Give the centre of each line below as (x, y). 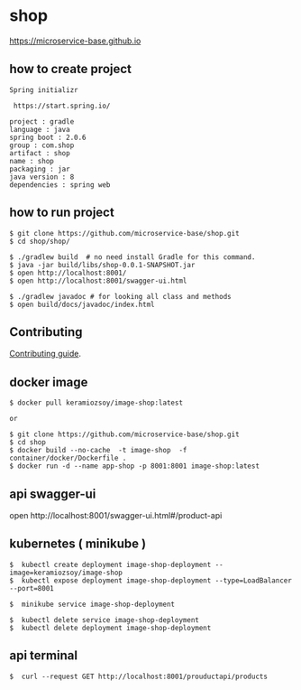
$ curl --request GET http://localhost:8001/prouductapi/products (139, 676)
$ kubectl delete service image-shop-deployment (105, 620)
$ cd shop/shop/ (40, 241)
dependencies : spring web (60, 185)
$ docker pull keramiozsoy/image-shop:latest (96, 403)
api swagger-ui (53, 494)
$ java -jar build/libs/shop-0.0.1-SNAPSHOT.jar (102, 265)
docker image (49, 382)
